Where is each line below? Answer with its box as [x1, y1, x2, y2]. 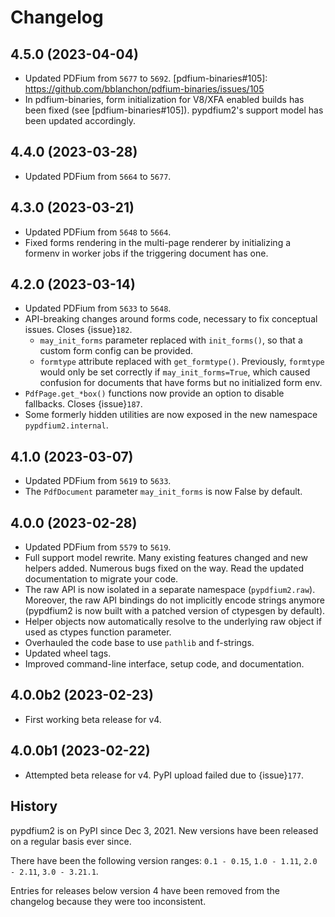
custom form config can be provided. [39, 345, 194, 357]
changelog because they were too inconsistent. [10, 895, 207, 907]
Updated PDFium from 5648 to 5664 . [24, 226, 172, 238]
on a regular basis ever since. [10, 835, 132, 847]
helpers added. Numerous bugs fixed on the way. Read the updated [24, 562, 305, 575]
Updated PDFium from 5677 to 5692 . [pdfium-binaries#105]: [24, 72, 268, 84]
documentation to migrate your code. [24, 573, 179, 585]
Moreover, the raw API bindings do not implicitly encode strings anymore [24, 594, 325, 606]
